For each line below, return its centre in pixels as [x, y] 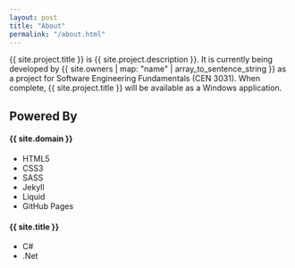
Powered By [43, 116]
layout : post [34, 17]
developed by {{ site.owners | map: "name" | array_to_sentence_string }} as [148, 69]
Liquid [34, 197]
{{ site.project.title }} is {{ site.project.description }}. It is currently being [141, 60]
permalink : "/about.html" [57, 34]
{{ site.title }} [34, 226]
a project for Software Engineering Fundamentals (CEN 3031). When [135, 79]
